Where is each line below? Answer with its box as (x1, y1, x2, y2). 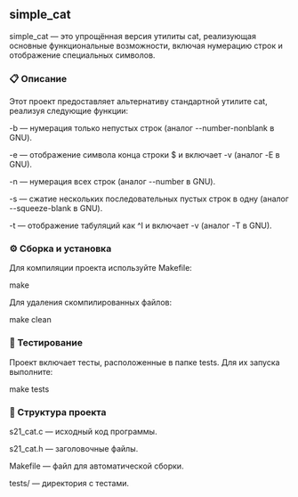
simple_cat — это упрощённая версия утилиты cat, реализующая (9, 30, 256, 41)
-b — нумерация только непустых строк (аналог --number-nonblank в (9, 123, 275, 134)
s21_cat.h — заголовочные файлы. (9, 444, 139, 453)
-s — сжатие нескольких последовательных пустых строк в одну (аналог (9, 193, 289, 204)
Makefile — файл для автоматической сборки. (9, 460, 184, 471)
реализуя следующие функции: (9, 106, 129, 117)
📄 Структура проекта (9, 405, 107, 418)
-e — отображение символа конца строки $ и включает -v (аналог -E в (9, 150, 280, 160)
